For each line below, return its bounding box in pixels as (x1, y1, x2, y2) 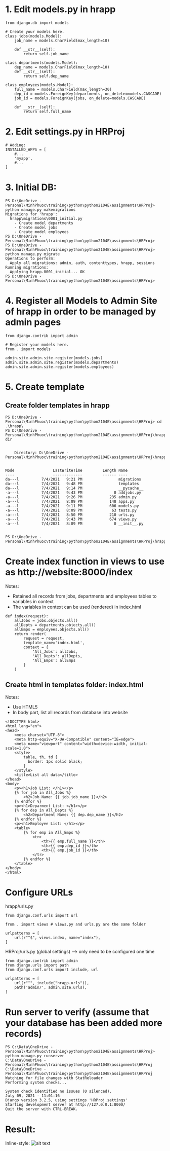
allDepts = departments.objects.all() (14, 622, 96, 627)
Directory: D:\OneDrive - (14, 450, 69, 455)
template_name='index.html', (23, 640, 85, 645)
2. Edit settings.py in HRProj (5, 126, 125, 137)
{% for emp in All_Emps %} (23, 830, 80, 835)
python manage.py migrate (5, 251, 60, 256)
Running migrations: (5, 265, 49, 270)
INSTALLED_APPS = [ (5, 147, 47, 152)
